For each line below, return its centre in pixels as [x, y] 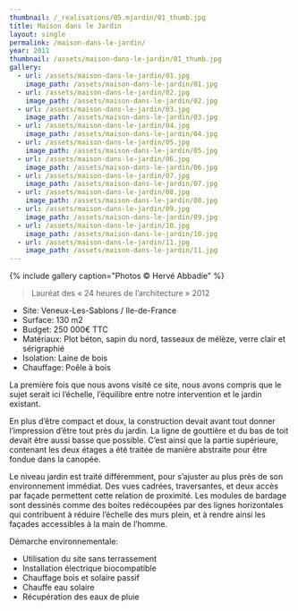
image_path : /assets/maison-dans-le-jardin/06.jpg [122, 167]
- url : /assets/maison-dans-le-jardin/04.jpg [104, 126]
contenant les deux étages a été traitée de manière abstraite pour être [138, 450]
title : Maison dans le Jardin [66, 26]
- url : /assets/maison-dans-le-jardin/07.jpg [104, 175]
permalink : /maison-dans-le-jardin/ [77, 42]
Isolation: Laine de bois [65, 358]
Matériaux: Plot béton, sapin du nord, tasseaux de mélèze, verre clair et [154, 339]
